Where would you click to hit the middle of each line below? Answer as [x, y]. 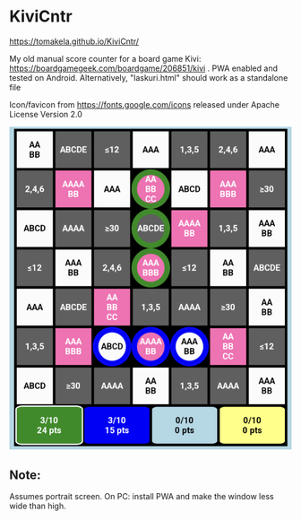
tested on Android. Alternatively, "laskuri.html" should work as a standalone [149, 77]
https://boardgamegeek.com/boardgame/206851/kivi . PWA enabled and [143, 68]
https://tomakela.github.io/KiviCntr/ [74, 41]
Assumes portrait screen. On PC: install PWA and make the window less [142, 497]
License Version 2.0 [46, 114]
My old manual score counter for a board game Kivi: [105, 58]
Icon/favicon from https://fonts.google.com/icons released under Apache [145, 104]
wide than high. [38, 506]
